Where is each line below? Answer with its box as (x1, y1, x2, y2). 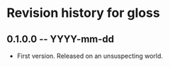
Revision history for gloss (6, 5, 160, 21)
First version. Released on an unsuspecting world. (16, 51, 164, 60)
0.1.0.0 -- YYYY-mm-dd (6, 33, 115, 45)
